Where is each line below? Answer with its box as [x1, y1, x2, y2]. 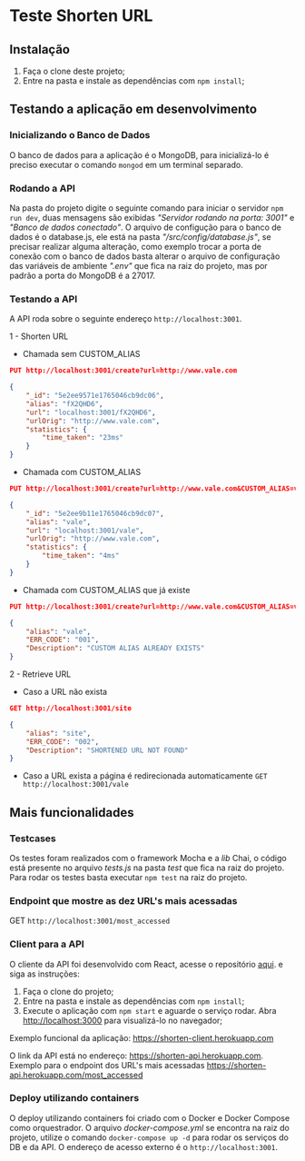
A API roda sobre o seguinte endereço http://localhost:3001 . [9, 313, 242, 324]
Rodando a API [9, 182, 75, 194]
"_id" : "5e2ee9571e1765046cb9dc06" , [25, 392, 165, 401]
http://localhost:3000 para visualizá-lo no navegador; [22, 1015, 223, 1026]
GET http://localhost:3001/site [9, 704, 132, 713]
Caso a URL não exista [22, 687, 107, 698]
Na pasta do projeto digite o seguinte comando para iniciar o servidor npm [9, 202, 284, 213]
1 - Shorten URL [9, 331, 69, 342]
